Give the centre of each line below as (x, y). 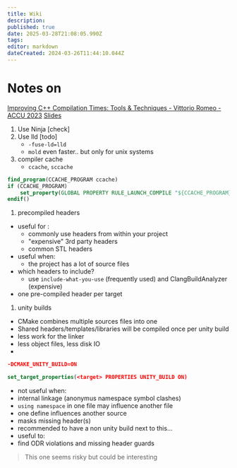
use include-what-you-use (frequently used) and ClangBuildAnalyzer (128, 279)
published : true (31, 27)
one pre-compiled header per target (70, 294)
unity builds (34, 308)
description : (26, 21)
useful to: (31, 436)
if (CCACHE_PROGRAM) (38, 186)
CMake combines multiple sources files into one (87, 322)
